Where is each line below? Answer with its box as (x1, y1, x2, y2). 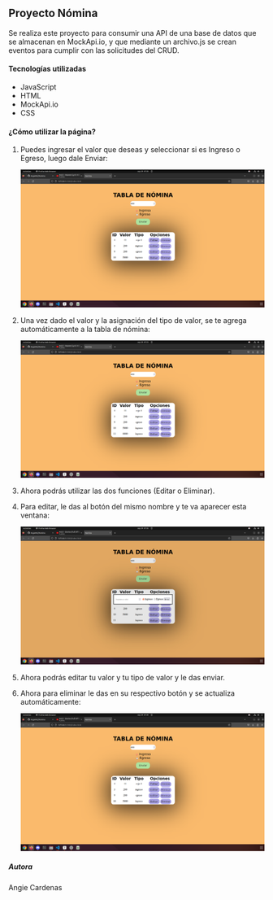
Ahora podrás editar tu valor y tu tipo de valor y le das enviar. (19, 672, 226, 682)
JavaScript (19, 82, 57, 92)
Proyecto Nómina (8, 7, 98, 20)
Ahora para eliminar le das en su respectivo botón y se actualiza (19, 688, 236, 698)
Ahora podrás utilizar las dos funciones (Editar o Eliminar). (19, 486, 215, 496)
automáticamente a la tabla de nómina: (19, 324, 150, 334)
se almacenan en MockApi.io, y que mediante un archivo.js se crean (8, 37, 237, 46)
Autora (8, 862, 32, 872)
